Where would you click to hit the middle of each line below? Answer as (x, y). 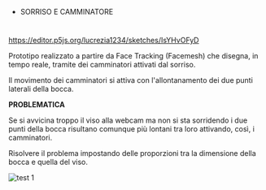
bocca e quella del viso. (48, 162)
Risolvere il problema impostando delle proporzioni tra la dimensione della (132, 153)
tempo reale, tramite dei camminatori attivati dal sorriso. (102, 65)
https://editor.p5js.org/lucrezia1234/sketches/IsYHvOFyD (104, 41)
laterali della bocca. (41, 89)
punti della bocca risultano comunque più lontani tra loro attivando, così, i (131, 129)
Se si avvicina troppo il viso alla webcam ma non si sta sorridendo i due (128, 120)
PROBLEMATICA (37, 105)
